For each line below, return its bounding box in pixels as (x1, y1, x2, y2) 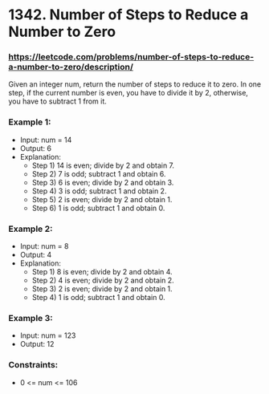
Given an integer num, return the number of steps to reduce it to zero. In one (8, 79, 262, 89)
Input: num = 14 (19, 135, 72, 144)
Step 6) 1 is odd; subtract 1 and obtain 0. (31, 203, 165, 213)
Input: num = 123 (19, 331, 76, 340)
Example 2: (8, 223, 53, 234)
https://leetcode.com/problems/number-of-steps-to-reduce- (8, 51, 255, 63)
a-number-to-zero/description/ (8, 62, 134, 73)
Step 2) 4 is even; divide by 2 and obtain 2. (31, 275, 174, 286)
